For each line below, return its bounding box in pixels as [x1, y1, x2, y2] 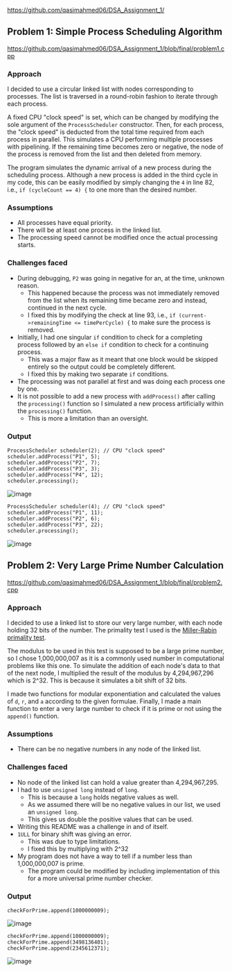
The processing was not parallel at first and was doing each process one [17, 377, 225, 385]
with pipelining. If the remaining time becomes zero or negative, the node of [7, 142, 224, 151]
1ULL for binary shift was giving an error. [17, 830, 132, 838]
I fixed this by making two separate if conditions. [27, 369, 169, 378]
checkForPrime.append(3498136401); [7, 939, 110, 946]
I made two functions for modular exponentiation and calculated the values [7, 690, 221, 698]
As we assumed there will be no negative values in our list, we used [27, 800, 221, 808]
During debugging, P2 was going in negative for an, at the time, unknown [17, 274, 225, 282]
